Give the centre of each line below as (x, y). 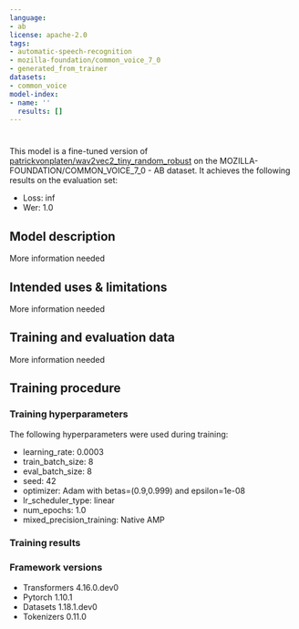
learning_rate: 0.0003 (63, 451)
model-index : (34, 94)
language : (28, 18)
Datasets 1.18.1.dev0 (60, 606)
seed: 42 (39, 480)
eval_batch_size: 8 (57, 471)
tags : (20, 43)
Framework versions (56, 568)
